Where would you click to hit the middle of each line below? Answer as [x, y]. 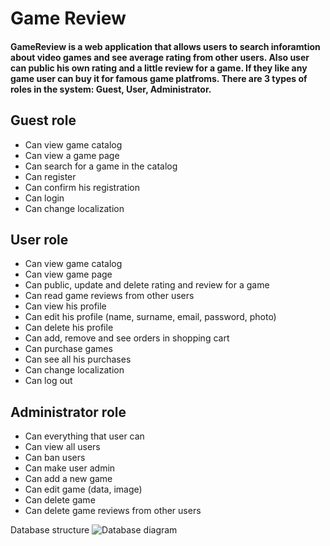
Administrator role [68, 412]
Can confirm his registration [82, 187]
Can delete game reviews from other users [113, 511]
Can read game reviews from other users [109, 296]
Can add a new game [68, 479]
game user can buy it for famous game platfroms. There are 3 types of [159, 78]
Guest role [43, 120]
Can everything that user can [84, 436]
